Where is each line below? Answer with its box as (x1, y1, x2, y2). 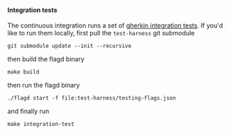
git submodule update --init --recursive (7, 42, 132, 49)
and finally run (7, 107, 50, 116)
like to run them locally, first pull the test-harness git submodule (7, 29, 195, 37)
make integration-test (7, 121, 75, 128)
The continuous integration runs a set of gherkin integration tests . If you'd (7, 21, 224, 30)
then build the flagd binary (7, 55, 85, 64)
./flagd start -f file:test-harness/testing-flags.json (7, 95, 176, 102)
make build (7, 69, 40, 76)
